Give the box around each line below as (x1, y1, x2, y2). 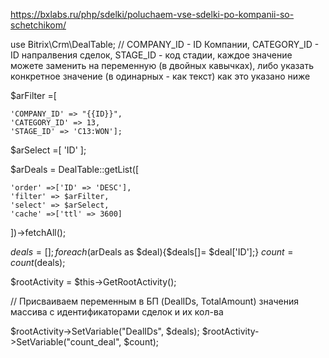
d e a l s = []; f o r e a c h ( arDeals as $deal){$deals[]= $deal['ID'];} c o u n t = (10, 246, 294, 258)
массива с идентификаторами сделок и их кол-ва (10, 306, 224, 318)
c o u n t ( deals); (10, 257, 66, 268)
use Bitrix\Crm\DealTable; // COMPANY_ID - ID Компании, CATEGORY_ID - (10, 39, 320, 50)
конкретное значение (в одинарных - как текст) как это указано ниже (10, 70, 311, 82)
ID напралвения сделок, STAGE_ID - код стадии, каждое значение (10, 49, 293, 61)
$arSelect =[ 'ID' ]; (10, 144, 87, 156)
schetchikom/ (10, 19, 67, 31)
